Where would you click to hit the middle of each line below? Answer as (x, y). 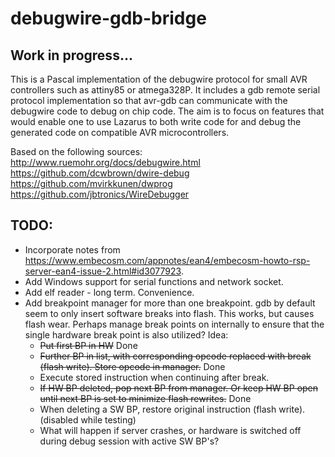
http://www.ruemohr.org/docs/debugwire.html (105, 162)
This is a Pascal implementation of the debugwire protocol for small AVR (159, 79)
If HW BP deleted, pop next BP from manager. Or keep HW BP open (179, 388)
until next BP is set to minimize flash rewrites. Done (145, 398)
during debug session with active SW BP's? (129, 441)
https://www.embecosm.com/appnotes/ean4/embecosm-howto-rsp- (167, 260)
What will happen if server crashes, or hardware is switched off (170, 430)
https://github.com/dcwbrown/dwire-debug (100, 173)
